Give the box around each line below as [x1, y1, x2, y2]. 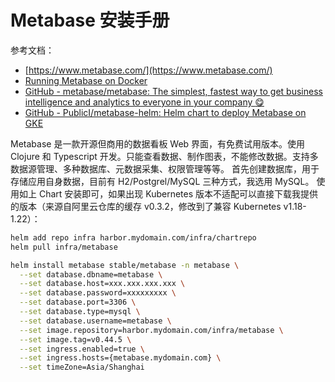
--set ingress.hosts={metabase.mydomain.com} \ [19, 353, 222, 363]
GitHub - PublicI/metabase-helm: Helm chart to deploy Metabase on [24, 106, 307, 118]
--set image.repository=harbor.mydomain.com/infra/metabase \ [19, 325, 284, 335]
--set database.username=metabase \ [19, 316, 172, 326]
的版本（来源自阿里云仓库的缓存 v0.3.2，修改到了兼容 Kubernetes [10, 200, 282, 212]
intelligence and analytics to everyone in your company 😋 [24, 96, 265, 108]
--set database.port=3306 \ [19, 297, 137, 308]
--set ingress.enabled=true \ [19, 344, 145, 354]
